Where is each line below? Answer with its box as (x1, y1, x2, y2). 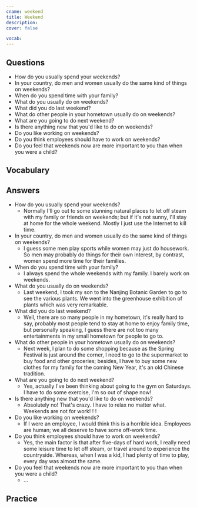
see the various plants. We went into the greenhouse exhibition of (23, 295, 183, 302)
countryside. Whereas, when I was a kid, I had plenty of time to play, (23, 451, 189, 458)
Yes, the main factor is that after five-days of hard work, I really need (23, 439, 191, 446)
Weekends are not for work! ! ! (23, 408, 97, 415)
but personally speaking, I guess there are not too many (23, 326, 159, 334)
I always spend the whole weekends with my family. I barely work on (23, 270, 190, 277)
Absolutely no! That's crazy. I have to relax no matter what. (23, 401, 166, 408)
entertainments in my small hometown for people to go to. (23, 332, 163, 339)
